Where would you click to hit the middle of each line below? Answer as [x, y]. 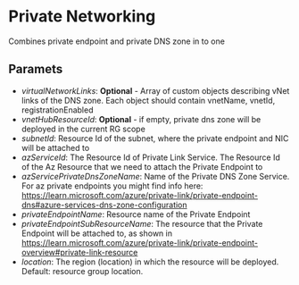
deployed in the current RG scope [83, 129]
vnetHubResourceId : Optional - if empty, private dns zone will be [141, 119]
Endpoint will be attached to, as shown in [97, 233]
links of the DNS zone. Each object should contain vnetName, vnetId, [148, 100]
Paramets [36, 69]
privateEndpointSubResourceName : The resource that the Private [142, 223]
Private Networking [82, 17]
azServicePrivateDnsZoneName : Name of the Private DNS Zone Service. [155, 176]
